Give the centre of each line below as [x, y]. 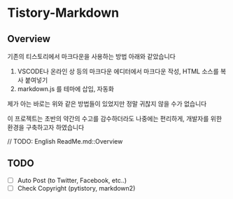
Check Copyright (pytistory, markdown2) [76, 188]
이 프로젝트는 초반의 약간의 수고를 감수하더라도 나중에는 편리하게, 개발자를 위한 [115, 118]
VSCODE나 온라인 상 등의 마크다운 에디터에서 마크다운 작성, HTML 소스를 [118, 71]
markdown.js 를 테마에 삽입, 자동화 [65, 89]
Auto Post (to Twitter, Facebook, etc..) [72, 180]
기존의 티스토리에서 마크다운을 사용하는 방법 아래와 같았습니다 [92, 56]
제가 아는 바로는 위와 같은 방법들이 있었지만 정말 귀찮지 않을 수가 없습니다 [107, 104]
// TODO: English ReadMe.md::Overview [65, 141]
